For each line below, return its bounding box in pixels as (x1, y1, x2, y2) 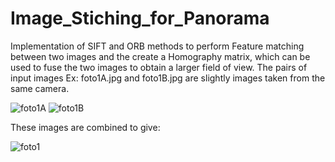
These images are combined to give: (10, 121, 161, 133)
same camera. (10, 82, 70, 94)
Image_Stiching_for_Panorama (10, 7, 270, 30)
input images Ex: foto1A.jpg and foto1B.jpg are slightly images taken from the (10, 72, 326, 84)
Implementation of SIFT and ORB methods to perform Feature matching (10, 40, 305, 52)
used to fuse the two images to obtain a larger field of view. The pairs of (10, 61, 308, 73)
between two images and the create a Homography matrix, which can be (10, 50, 311, 62)
